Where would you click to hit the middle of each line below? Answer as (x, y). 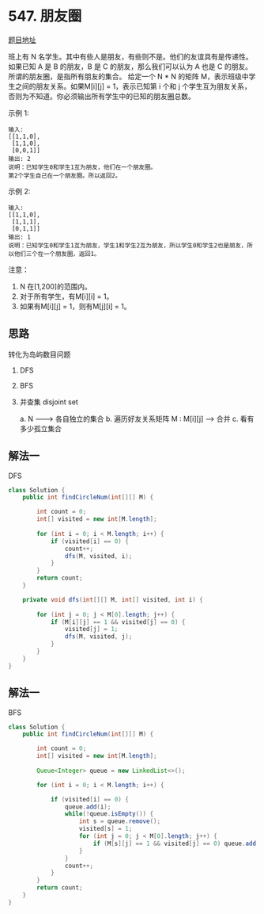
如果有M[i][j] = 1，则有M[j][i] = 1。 (75, 306)
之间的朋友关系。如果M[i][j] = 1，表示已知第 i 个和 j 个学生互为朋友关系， (133, 86)
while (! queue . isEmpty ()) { (109, 814)
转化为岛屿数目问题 (40, 354)
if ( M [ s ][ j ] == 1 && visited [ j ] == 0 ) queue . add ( (176, 843)
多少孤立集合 (40, 428)
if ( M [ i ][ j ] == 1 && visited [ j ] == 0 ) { (118, 622)
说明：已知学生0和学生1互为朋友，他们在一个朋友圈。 (82, 167)
